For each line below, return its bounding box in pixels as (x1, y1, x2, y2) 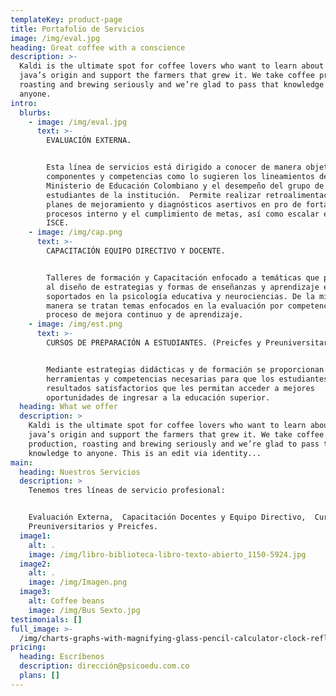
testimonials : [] (10, 614, 83, 625)
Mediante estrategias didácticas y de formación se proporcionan (46, 364, 325, 375)
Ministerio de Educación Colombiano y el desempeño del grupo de (46, 181, 325, 191)
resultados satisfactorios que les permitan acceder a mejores (46, 383, 315, 393)
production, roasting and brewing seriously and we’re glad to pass (28, 439, 320, 449)
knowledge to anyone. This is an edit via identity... (28, 448, 262, 458)
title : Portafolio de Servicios (10, 24, 145, 34)
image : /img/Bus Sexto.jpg (28, 605, 141, 615)
